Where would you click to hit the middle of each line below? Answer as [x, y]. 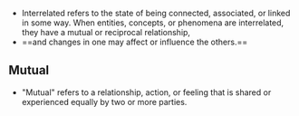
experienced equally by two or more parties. [104, 101]
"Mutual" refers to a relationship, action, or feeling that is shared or [146, 92]
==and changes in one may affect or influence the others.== [135, 42]
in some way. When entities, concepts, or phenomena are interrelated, [153, 23]
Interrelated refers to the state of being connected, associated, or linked [156, 13]
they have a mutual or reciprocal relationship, [106, 32]
